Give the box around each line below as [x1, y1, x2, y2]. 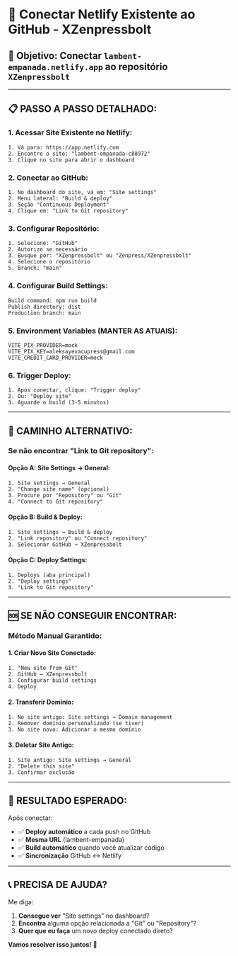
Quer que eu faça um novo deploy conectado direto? [18, 926, 174, 935]
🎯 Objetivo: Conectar [8, 50, 102, 62]
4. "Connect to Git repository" [8, 498, 103, 505]
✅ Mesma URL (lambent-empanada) [18, 835, 125, 843]
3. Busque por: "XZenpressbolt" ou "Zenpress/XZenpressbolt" [8, 252, 192, 259]
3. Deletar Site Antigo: [8, 741, 75, 749]
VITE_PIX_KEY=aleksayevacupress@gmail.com [8, 348, 135, 355]
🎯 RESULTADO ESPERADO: [8, 795, 128, 807]
